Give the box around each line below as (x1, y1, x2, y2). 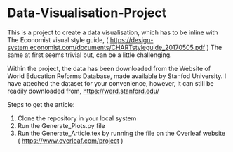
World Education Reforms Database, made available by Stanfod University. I (7, 72, 227, 80)
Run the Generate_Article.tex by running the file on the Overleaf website (17, 129, 226, 137)
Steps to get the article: (7, 100, 75, 108)
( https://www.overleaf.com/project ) (17, 136, 124, 145)
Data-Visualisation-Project (7, 5, 167, 21)
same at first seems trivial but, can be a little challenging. (7, 51, 172, 59)
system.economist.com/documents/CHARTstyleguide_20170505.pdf (7, 43, 206, 51)
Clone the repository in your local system (17, 114, 137, 122)
